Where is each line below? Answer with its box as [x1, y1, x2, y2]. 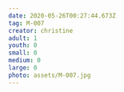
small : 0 [8, 49, 38, 57]
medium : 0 [8, 57, 42, 65]
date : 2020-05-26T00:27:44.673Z [8, 11, 116, 20]
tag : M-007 [8, 19, 45, 27]
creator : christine [8, 26, 74, 34]
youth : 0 [8, 42, 38, 50]
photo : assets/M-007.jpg [8, 71, 91, 79]
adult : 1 [8, 34, 38, 42]
